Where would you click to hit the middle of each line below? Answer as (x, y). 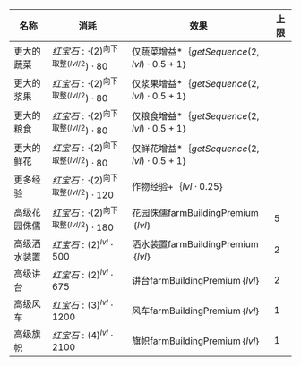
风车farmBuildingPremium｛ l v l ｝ (196, 311)
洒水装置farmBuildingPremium (195, 243)
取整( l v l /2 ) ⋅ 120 (83, 194)
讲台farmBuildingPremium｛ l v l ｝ (196, 280)
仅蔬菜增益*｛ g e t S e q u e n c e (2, (195, 51)
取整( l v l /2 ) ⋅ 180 (83, 226)
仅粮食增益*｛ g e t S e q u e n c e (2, (195, 116)
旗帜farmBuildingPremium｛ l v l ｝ (196, 341)
